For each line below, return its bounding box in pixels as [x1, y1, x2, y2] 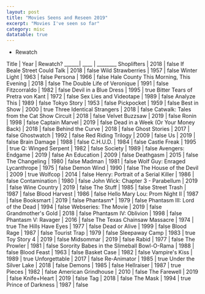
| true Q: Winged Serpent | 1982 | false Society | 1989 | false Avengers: [6, 145, 185, 152]
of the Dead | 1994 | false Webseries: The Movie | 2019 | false [6, 203, 162, 211]
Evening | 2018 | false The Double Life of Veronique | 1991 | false [6, 80, 169, 87]
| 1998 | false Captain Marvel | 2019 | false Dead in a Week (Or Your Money [6, 119, 195, 126]
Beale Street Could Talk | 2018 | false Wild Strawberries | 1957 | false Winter [6, 67, 198, 74]
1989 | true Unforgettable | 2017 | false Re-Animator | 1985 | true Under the [6, 255, 195, 263]
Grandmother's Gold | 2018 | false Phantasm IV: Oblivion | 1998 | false [6, 210, 182, 217]
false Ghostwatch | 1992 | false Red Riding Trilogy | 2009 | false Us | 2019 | [6, 132, 196, 139]
